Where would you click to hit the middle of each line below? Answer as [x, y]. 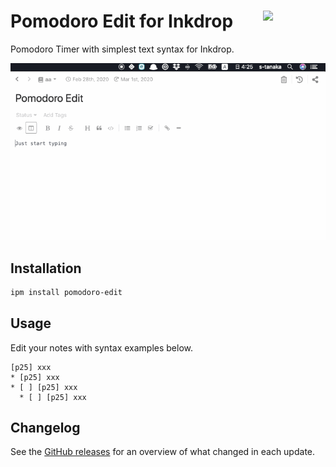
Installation [46, 268]
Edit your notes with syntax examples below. [102, 347]
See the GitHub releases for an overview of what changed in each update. [163, 452]
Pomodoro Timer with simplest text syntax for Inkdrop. [122, 49]
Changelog [45, 428]
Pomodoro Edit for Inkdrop [122, 21]
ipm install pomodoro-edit [66, 292]
